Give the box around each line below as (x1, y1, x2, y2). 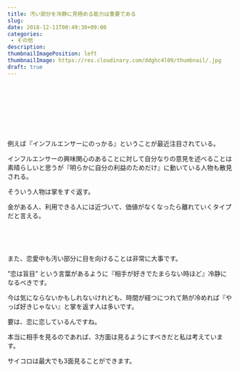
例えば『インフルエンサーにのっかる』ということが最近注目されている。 (7, 139, 220, 148)
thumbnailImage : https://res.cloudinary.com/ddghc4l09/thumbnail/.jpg (7, 57, 222, 64)
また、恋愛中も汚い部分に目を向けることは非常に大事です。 (7, 254, 182, 262)
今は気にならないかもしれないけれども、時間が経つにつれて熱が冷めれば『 (7, 293, 226, 301)
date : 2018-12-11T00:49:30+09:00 (7, 24, 107, 31)
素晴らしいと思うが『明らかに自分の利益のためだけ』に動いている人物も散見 (7, 163, 233, 172)
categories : (7, 30, 43, 38)
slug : (7, 17, 24, 24)
